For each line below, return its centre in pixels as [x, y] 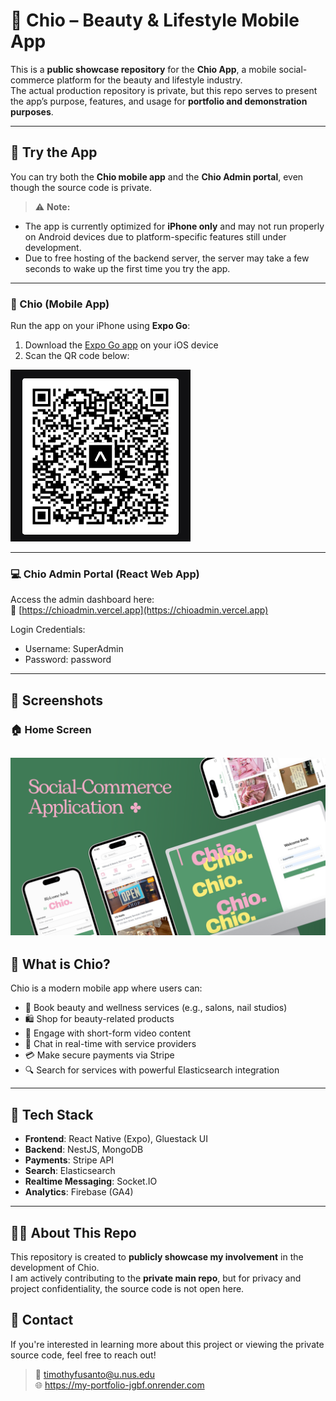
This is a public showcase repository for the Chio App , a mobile [143, 69]
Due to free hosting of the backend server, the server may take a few [167, 258]
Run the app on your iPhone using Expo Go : [100, 326]
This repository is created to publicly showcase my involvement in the [157, 1256]
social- [293, 69]
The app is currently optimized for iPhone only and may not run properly [174, 226]
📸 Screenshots [57, 700]
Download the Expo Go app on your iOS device [121, 345]
